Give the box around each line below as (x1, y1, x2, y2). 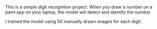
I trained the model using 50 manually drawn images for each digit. (5, 19, 142, 24)
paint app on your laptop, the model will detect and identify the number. (5, 9, 152, 15)
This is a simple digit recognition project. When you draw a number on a (5, 4, 153, 10)
